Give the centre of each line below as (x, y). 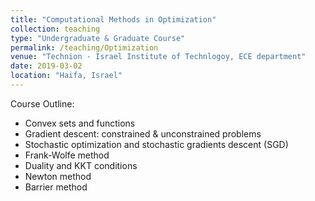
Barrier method (56, 187)
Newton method (58, 176)
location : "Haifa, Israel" (66, 76)
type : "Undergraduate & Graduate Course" (98, 38)
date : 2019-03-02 (46, 66)
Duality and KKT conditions (81, 165)
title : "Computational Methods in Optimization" (113, 19)
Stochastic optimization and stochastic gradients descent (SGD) (156, 144)
